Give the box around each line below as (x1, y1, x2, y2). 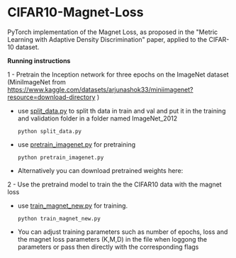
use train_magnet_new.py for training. (17, 201, 128, 210)
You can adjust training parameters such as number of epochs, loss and (17, 228, 228, 236)
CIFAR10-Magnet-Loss (7, 4, 144, 21)
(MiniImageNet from (7, 77, 66, 86)
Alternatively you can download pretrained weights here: (17, 166, 184, 174)
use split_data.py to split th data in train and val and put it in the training (17, 106, 226, 115)
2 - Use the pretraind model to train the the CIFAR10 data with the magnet (7, 180, 222, 189)
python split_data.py (17, 128, 82, 135)
